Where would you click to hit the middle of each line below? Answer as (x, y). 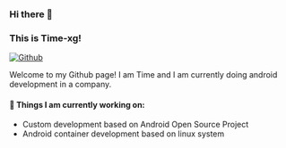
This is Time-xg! (46, 37)
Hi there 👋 (31, 14)
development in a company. (61, 85)
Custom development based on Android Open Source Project (135, 125)
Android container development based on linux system (123, 134)
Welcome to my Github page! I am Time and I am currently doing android (143, 75)
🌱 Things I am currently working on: (77, 104)
